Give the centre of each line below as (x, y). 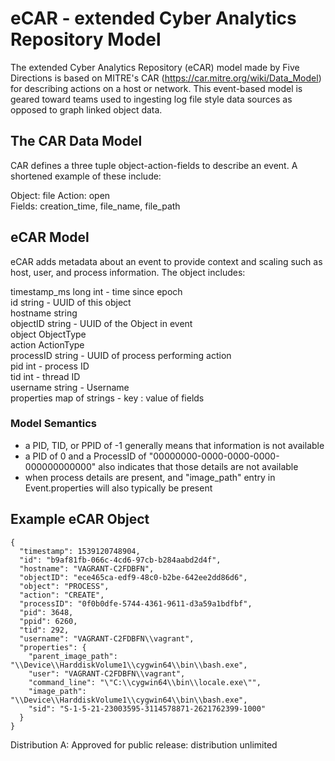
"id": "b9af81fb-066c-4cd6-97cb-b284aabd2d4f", (120, 560)
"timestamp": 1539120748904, (80, 551)
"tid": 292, (44, 630)
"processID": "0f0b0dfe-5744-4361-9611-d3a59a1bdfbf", (136, 603)
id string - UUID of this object (71, 302)
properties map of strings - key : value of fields (107, 398)
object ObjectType (48, 334)
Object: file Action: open (60, 195)
